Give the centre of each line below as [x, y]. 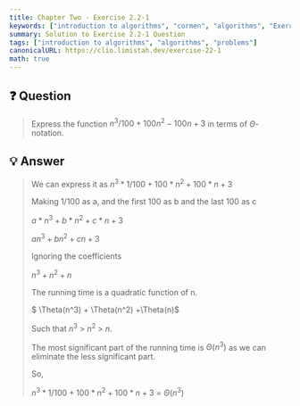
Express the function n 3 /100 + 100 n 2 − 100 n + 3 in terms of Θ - [145, 123]
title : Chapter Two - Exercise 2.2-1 [79, 17]
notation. [47, 133]
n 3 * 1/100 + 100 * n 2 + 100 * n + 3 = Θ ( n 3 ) [108, 392]
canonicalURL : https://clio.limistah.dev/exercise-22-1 [115, 51]
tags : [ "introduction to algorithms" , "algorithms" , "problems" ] [133, 42]
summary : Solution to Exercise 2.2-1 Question [97, 34]
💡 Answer [37, 161]
